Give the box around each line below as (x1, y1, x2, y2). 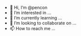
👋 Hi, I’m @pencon (9, 5, 48, 10)
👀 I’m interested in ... (9, 10, 52, 16)
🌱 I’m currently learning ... (9, 15, 62, 20)
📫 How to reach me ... (9, 26, 55, 31)
